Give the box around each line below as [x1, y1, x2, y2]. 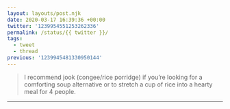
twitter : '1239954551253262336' [7, 22, 99, 29]
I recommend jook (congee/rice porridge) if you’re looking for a [23, 73, 203, 81]
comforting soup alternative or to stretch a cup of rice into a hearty [23, 80, 213, 89]
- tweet [13, 42, 36, 48]
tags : [7, 35, 23, 42]
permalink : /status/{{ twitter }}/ [7, 29, 109, 36]
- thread [13, 48, 38, 55]
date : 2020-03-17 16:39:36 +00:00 [7, 16, 106, 23]
